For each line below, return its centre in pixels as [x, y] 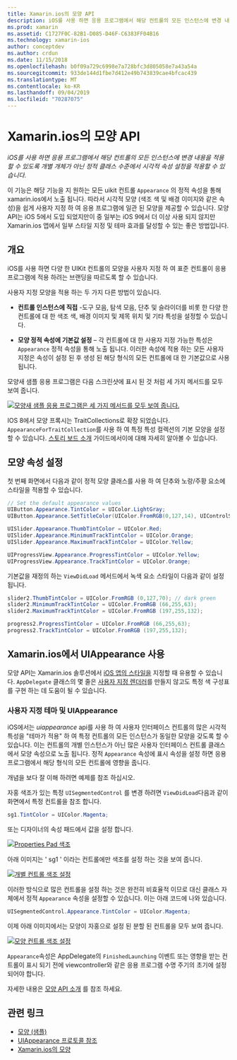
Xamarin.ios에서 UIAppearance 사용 [86, 654]
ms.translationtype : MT [42, 80]
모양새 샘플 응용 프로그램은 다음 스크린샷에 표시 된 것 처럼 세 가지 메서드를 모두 [115, 381]
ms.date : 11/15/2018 [38, 60]
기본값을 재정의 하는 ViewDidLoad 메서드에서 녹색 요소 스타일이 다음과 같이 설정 [116, 576]
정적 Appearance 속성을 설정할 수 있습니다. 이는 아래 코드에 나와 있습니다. [126, 898]
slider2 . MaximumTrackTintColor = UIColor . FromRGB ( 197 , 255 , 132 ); [105, 611]
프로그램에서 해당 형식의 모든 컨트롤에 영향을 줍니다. [79, 763]
